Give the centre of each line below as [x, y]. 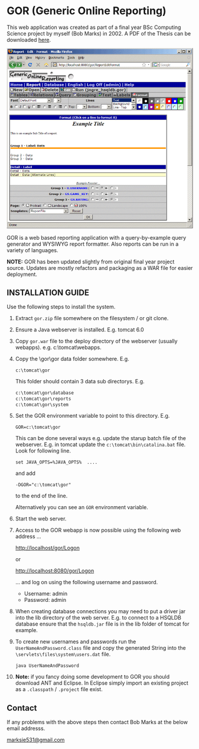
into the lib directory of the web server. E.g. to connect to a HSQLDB [98, 618]
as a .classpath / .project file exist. [59, 689]
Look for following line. [43, 451]
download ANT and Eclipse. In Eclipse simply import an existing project [102, 683]
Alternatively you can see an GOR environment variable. [81, 507]
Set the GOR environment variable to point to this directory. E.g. [92, 416]
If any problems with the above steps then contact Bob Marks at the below [97, 722]
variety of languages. [32, 250]
